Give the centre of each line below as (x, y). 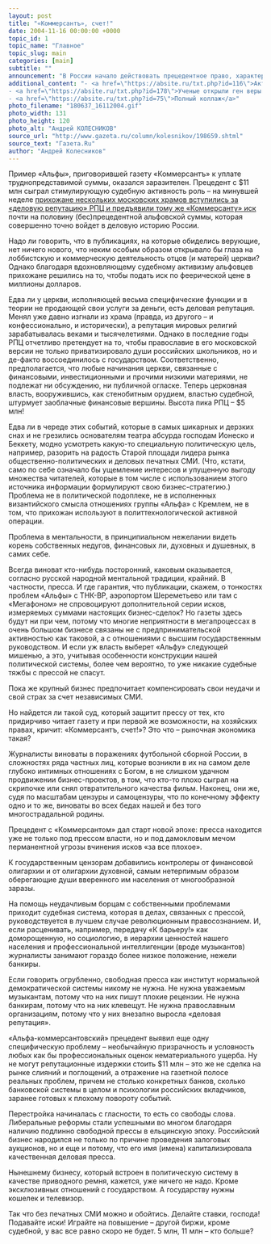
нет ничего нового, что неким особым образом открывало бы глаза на (131, 250)
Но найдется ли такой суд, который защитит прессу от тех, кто (117, 712)
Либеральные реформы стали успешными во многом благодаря (120, 1123)
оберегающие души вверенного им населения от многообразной (122, 880)
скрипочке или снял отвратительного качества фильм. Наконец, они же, (134, 788)
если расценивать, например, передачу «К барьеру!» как (108, 930)
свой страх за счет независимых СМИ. (76, 697)
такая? (20, 738)
